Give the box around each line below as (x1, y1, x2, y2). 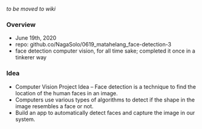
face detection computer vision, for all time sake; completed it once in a (15, 47, 195, 54)
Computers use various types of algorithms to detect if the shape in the (15, 96, 195, 103)
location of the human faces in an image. (15, 89, 118, 97)
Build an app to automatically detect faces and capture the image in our (15, 109, 195, 116)
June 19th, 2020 (15, 34, 57, 42)
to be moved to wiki (6, 6, 56, 12)
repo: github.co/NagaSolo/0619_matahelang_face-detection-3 (15, 41, 172, 48)
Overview (6, 20, 36, 29)
